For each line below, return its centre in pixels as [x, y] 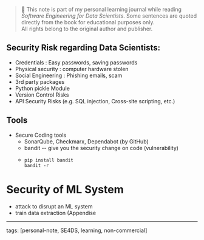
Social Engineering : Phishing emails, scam [69, 75]
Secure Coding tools [41, 135]
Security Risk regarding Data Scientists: [83, 48]
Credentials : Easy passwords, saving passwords [76, 62]
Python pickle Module [42, 88]
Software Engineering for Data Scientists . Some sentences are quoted [109, 16]
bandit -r [37, 165]
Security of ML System [65, 189]
